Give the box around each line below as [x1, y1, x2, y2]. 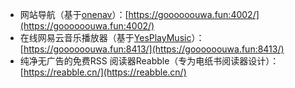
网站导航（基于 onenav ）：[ [19, 9, 129, 20]
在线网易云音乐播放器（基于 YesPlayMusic [19, 32, 192, 43]
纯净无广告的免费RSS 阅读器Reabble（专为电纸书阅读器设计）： [19, 55, 280, 67]
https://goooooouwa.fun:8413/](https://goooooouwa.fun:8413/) [23, 43, 285, 55]
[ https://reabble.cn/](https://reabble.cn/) [19, 66, 187, 78]
